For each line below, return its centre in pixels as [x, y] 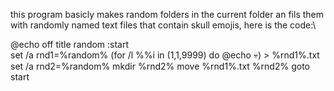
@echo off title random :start [70, 44]
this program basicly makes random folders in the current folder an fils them [167, 14]
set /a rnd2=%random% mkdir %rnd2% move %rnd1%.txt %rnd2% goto [160, 66]
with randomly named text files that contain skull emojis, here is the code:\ [163, 25]
